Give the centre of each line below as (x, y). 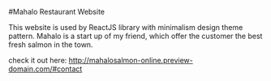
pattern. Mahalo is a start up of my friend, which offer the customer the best (135, 36)
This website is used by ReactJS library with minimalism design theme (126, 27)
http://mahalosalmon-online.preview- (131, 60)
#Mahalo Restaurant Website (57, 12)
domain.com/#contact (45, 69)
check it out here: (38, 60)
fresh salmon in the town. (51, 45)
